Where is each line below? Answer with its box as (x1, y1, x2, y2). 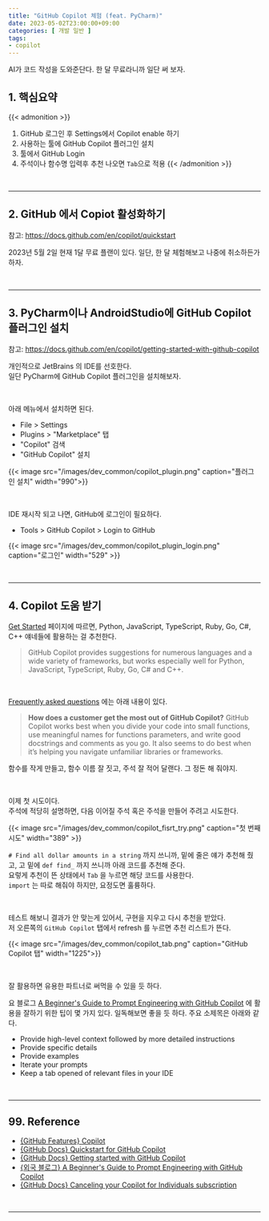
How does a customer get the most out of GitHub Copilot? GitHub (27, 713, 250, 723)
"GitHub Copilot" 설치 (19, 449, 90, 459)
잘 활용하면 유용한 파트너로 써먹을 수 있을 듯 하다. (8, 981, 163, 991)
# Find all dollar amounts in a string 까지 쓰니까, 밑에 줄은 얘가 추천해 (8, 850, 246, 860)
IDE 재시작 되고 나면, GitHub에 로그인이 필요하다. (8, 509, 162, 518)
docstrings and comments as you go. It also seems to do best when (27, 739, 252, 748)
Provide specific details (19, 1043, 98, 1053)
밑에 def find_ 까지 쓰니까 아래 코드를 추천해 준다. (26, 860, 186, 870)
